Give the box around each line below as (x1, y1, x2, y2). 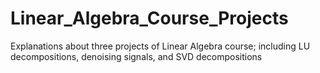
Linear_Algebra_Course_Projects (10, 7, 289, 30)
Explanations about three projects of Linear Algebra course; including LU (10, 40, 311, 52)
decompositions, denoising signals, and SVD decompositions (10, 50, 263, 62)
